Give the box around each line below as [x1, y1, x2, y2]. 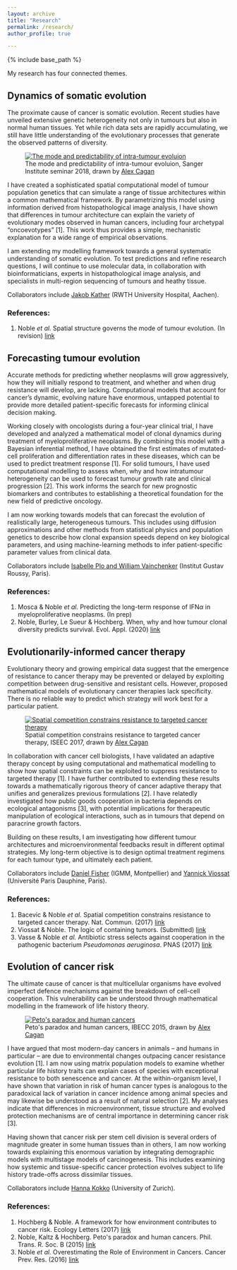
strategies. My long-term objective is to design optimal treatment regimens [7, 848, 225, 857]
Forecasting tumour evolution [7, 352, 141, 364]
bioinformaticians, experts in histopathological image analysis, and [7, 270, 201, 278]
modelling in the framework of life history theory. [7, 1002, 150, 1010]
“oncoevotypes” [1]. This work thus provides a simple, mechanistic [7, 226, 201, 234]
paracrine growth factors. [7, 819, 82, 828]
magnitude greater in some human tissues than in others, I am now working [7, 1140, 226, 1149]
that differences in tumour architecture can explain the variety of [7, 211, 195, 219]
